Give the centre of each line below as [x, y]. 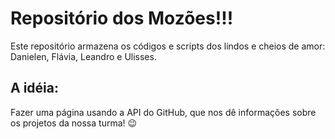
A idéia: [34, 88]
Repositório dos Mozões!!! [122, 18]
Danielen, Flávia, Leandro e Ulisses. [83, 56]
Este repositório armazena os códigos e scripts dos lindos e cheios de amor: [168, 46]
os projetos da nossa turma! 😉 [74, 123]
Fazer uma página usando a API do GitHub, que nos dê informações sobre [163, 112]
